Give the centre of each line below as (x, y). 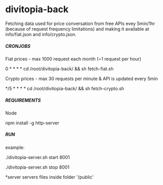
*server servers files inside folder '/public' (49, 177)
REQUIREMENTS (23, 100)
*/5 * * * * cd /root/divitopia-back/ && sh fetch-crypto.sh (65, 88)
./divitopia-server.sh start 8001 (38, 157)
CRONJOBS (18, 46)
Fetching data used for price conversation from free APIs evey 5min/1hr (80, 23)
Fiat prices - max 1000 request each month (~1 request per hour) (73, 59)
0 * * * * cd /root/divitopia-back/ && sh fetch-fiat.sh (59, 69)
